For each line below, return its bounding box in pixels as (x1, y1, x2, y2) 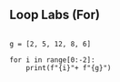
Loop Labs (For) (9, 7, 100, 23)
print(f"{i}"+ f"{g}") (25, 63, 112, 72)
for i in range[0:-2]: (9, 55, 95, 65)
